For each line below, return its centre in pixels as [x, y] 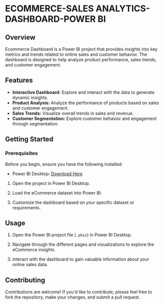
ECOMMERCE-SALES [49, 9]
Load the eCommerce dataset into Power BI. [57, 192]
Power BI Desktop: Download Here [47, 174]
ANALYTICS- [123, 9]
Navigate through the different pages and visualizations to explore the [83, 244]
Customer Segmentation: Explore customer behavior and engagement [84, 118]
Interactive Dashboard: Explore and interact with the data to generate [83, 92]
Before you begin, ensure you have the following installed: [64, 164]
